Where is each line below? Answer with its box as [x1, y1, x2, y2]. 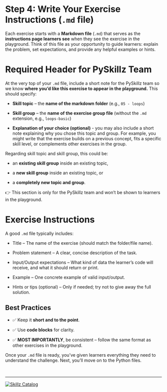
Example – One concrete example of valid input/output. [12, 274, 125, 280]
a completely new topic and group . [12, 179, 86, 185]
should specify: [5, 91, 37, 97]
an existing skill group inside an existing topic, [12, 160, 108, 166]
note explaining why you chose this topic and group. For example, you [12, 130, 156, 136]
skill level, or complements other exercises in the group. [12, 141, 127, 147]
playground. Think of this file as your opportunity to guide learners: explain [5, 41, 159, 47]
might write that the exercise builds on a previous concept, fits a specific [12, 135, 162, 141]
